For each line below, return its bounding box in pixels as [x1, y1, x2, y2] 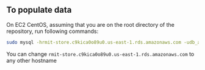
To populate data [6, 5, 72, 15]
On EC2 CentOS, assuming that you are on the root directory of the [6, 21, 175, 28]
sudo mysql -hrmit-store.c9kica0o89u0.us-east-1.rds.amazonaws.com [6, 39, 182, 45]
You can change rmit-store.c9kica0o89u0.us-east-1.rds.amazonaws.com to [6, 50, 195, 57]
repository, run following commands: [6, 27, 99, 35]
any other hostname [6, 57, 57, 64]
